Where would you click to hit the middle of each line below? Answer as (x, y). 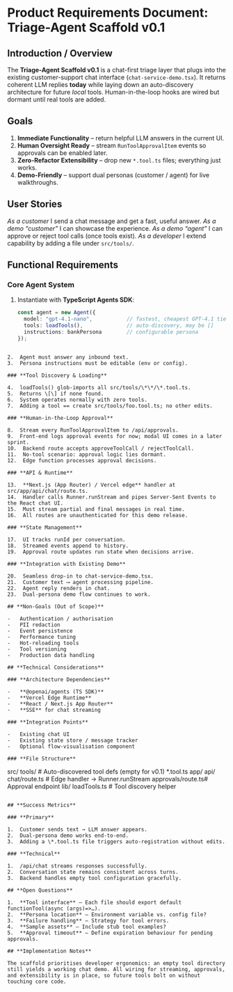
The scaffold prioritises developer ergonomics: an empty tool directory (116, 963)
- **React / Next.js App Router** (60, 704)
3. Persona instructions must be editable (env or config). (98, 363)
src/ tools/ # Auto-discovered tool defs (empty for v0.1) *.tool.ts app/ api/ (111, 771)
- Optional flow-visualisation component (71, 746)
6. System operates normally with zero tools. (78, 400)
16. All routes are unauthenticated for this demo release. (98, 515)
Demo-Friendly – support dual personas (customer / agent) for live (113, 174)
